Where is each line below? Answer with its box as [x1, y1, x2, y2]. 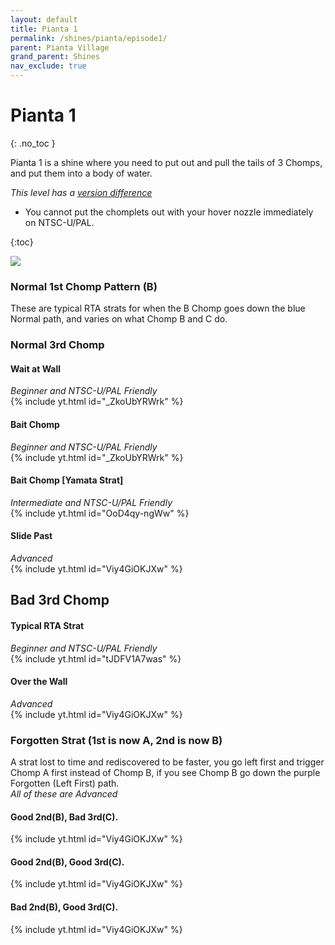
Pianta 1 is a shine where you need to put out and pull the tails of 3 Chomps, [10, 156, 323, 168]
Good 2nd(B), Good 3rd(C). [10, 856, 125, 868]
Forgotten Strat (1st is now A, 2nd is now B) [10, 733, 223, 747]
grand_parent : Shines [10, 52, 101, 62]
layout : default [10, 14, 78, 25]
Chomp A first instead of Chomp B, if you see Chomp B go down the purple [10, 767, 321, 779]
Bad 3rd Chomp [10, 592, 110, 609]
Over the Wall [10, 676, 68, 688]
